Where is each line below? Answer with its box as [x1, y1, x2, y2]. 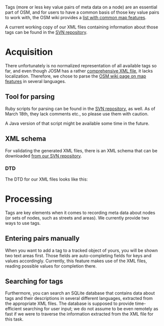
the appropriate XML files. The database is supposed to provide [5, 300, 134, 306]
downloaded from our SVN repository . [5, 153, 82, 159]
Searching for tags [5, 277, 63, 285]
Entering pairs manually [5, 234, 80, 243]
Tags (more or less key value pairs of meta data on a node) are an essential [5, 4, 158, 10]
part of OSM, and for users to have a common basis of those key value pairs [5, 9, 160, 15]
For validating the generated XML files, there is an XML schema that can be [5, 147, 158, 154]
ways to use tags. [5, 220, 41, 226]
